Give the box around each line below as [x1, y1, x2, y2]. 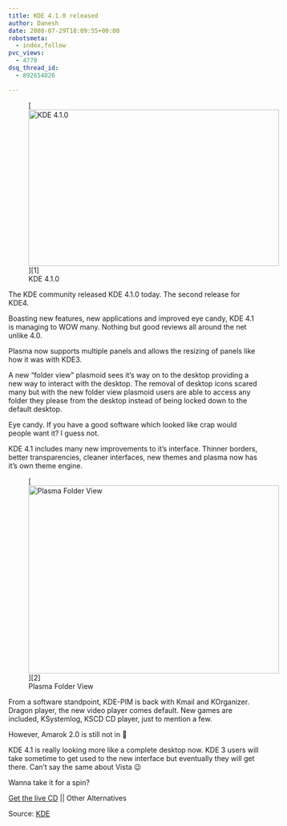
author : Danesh [8, 19, 59, 27]
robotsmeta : [8, 34, 48, 43]
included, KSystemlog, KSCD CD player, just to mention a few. [8, 714, 212, 723]
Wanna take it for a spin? [8, 777, 91, 787]
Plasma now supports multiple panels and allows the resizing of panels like [8, 346, 256, 355]
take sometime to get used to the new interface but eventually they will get [8, 753, 255, 763]
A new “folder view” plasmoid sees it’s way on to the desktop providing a [8, 370, 249, 379]
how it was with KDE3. [8, 354, 83, 364]
